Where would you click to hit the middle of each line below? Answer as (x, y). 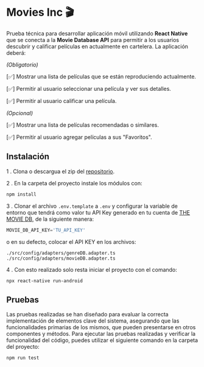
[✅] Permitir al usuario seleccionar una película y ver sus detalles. (89, 88)
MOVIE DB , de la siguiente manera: (50, 219)
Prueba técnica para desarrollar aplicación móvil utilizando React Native (97, 33)
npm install (21, 194)
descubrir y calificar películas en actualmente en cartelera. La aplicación (97, 46)
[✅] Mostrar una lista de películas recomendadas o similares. (83, 125)
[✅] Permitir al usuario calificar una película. (62, 101)
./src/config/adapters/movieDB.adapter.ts (61, 258)
